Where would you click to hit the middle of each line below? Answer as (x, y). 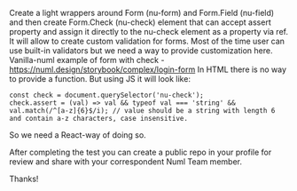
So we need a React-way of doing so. (78, 135)
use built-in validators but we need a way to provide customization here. (141, 51)
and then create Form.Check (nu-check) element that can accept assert (141, 22)
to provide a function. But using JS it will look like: (100, 79)
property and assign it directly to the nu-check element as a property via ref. (148, 32)
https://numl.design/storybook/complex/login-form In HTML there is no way (148, 69)
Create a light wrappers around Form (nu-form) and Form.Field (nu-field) (142, 13)
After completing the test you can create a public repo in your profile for (141, 152)
